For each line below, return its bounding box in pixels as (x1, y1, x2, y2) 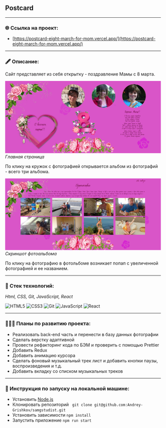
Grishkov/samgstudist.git (12, 407, 66, 413)
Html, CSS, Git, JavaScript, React (5, 294, 73, 300)
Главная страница (5, 154, 44, 159)
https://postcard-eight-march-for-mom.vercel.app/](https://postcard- (14, 36, 156, 41)
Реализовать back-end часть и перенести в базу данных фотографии (12, 331, 159, 337)
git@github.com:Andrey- (94, 402, 143, 407)
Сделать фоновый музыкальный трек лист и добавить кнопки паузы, (12, 357, 158, 363)
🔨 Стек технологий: (5, 282, 54, 289)
